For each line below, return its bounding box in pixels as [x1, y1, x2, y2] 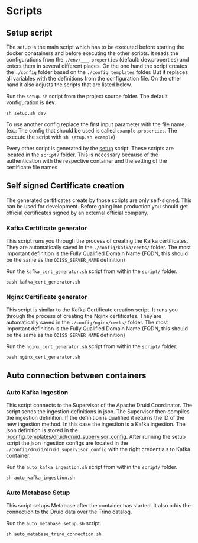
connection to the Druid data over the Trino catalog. [6, 508, 132, 516]
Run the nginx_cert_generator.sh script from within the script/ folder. [6, 343, 178, 350]
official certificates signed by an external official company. [6, 209, 149, 216]
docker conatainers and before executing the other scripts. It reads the [6, 50, 178, 57]
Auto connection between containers [6, 370, 147, 380]
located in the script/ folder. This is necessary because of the [6, 151, 158, 158]
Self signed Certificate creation [6, 181, 124, 191]
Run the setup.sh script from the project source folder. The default [6, 93, 168, 99]
